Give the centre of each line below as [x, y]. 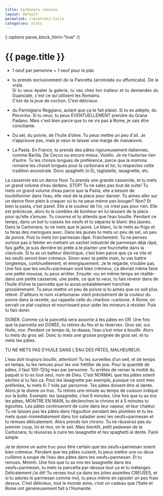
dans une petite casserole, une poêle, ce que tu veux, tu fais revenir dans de [82, 279]
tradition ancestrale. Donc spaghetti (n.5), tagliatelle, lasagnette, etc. [81, 171]
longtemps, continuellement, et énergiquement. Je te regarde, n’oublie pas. [80, 263]
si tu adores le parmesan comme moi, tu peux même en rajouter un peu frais [82, 478]
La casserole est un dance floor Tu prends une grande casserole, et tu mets [81, 180]
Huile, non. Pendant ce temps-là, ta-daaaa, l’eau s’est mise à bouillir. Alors [79, 330]
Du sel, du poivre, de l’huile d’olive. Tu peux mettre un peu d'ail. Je [79, 135]
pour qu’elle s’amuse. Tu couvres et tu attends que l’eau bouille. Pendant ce [81, 217]
